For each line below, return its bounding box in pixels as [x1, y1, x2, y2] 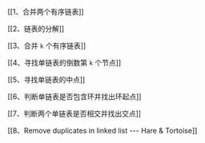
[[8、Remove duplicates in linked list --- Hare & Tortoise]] [7, 126, 198, 135]
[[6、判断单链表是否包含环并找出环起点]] [7, 92, 142, 101]
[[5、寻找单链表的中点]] [7, 75, 86, 84]
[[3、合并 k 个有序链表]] [7, 41, 86, 50]
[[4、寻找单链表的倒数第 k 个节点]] [7, 58, 122, 67]
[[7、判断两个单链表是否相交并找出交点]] [7, 109, 142, 118]
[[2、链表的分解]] [7, 24, 65, 34]
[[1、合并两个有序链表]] [7, 7, 85, 16]
